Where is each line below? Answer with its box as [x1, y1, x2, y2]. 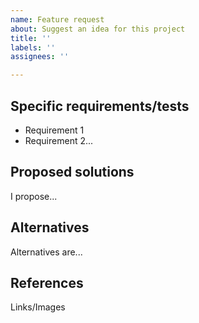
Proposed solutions [10, 164, 135, 181]
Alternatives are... [10, 246, 83, 258]
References [10, 274, 84, 291]
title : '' [10, 33, 52, 43]
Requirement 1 [24, 124, 85, 136]
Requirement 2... [24, 134, 94, 146]
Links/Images [10, 301, 66, 313]
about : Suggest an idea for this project [10, 24, 186, 34]
